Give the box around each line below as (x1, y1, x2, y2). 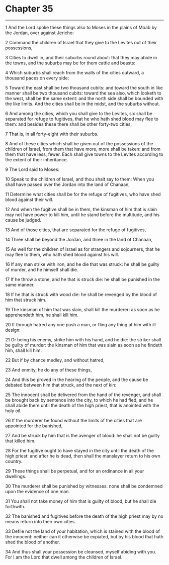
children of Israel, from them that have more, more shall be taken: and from (5, 146, 161, 152)
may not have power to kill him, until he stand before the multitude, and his (5, 212, 160, 218)
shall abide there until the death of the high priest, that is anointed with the (5, 402, 159, 408)
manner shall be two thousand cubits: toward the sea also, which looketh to (5, 90, 162, 96)
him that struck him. (5, 297, 47, 303)
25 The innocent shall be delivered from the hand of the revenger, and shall (5, 392, 161, 398)
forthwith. (5, 503, 26, 509)
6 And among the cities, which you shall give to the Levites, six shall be (5, 110, 152, 116)
